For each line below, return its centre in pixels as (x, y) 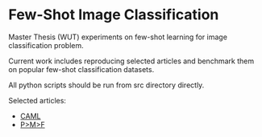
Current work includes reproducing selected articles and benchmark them (131, 61)
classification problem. (46, 45)
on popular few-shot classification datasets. (81, 69)
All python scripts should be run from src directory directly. (106, 85)
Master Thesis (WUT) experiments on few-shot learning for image (118, 37)
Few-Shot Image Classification (114, 15)
